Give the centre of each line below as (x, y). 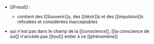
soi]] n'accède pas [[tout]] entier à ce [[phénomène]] (64, 36)
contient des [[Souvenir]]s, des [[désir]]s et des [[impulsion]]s (80, 16)
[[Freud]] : (20, 7)
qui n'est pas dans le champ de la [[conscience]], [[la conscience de (79, 31)
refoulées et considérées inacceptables (57, 22)
